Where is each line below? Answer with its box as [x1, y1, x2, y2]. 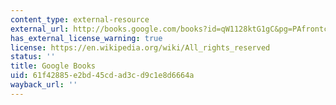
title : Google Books [10, 61, 97, 71]
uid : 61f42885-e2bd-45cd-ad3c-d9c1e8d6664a [10, 71, 195, 81]
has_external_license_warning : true [10, 33, 163, 43]
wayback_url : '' [10, 80, 78, 90]
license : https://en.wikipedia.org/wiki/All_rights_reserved [10, 42, 271, 53]
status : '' [10, 52, 56, 62]
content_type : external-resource [10, 14, 150, 25]
